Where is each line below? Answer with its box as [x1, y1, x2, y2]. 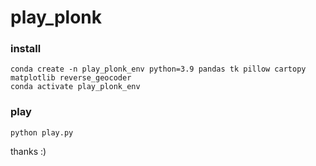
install [10, 42, 42, 56]
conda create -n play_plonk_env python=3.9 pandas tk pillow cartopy [10, 64, 307, 75]
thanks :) [10, 145, 47, 157]
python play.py [10, 127, 74, 138]
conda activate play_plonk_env [10, 82, 141, 92]
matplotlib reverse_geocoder [10, 73, 132, 83]
